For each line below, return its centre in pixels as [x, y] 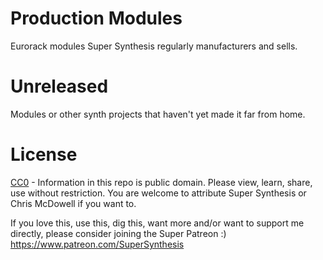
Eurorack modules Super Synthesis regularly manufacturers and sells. [154, 46]
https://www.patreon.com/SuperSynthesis [97, 244]
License [44, 154]
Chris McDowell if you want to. [73, 203]
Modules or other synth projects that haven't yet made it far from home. [158, 114]
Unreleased [59, 86]
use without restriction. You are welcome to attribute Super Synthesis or [158, 193]
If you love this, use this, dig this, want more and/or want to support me [157, 223]
